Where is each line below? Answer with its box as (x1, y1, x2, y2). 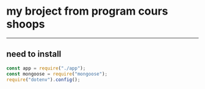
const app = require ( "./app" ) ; (6, 65, 86, 71)
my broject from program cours (6, 4, 168, 18)
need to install (6, 49, 62, 59)
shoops (6, 17, 45, 31)
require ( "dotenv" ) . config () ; (6, 76, 81, 83)
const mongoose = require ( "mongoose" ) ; (6, 71, 108, 77)
